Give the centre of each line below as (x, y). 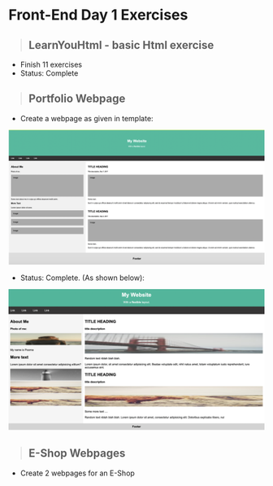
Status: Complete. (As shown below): (82, 278)
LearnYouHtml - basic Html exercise (121, 45)
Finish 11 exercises (51, 64)
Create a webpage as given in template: (87, 118)
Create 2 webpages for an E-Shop (78, 473)
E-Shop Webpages (77, 453)
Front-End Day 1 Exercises (98, 15)
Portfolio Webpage (77, 99)
